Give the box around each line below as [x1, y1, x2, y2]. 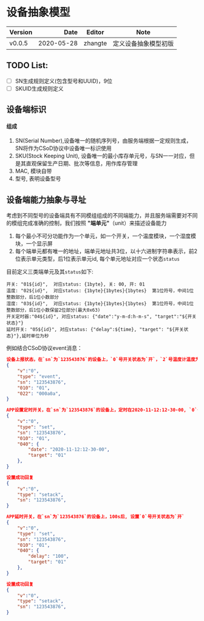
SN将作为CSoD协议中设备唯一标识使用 [15, 145, 112, 152]
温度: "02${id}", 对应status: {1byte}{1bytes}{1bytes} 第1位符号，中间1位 [6, 288, 194, 294]
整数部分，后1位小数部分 [6, 294, 59, 301]
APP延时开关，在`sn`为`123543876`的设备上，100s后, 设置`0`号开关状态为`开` [6, 514, 185, 520]
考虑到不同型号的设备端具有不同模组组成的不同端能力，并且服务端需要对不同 [6, 212, 198, 219]
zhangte [83, 39, 107, 47]
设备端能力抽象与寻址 [6, 194, 86, 205]
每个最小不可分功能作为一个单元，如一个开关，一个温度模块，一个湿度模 [15, 232, 196, 240]
